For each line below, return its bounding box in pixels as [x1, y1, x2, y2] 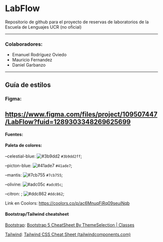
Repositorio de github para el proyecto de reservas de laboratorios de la [5, 19, 149, 25]
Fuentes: [5, 131, 23, 137]
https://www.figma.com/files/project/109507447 [5, 110, 158, 118]
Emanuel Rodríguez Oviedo [12, 52, 67, 58]
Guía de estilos [5, 81, 51, 89]
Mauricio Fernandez [12, 57, 52, 63]
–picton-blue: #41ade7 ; [5, 162, 73, 168]
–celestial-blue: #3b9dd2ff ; [5, 153, 82, 159]
